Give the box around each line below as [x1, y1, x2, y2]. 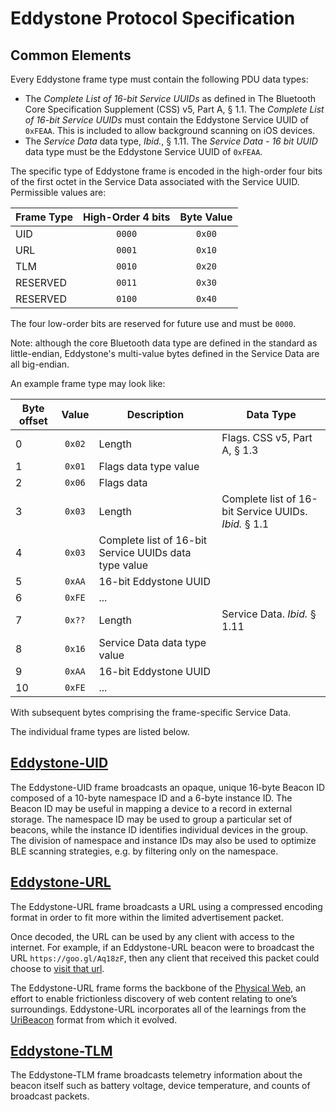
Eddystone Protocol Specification [10, 7, 296, 30]
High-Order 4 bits [83, 210, 171, 224]
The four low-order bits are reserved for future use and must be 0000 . [10, 318, 297, 329]
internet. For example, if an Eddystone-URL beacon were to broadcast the [10, 941, 315, 953]
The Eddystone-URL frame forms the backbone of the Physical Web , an [10, 982, 307, 994]
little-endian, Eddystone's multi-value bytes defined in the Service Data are [10, 348, 320, 359]
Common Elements [10, 47, 132, 64]
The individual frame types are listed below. [10, 726, 190, 737]
